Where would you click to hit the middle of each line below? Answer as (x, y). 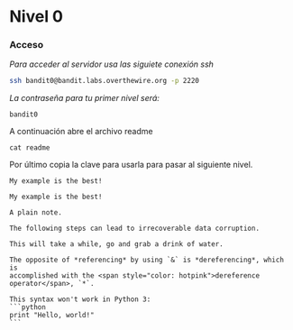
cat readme (30, 148)
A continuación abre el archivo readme (81, 132)
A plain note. (36, 213)
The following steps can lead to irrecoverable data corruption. (134, 229)
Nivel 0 (36, 17)
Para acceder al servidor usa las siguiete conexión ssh (112, 64)
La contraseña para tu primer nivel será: (85, 98)
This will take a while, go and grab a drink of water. (116, 244)
